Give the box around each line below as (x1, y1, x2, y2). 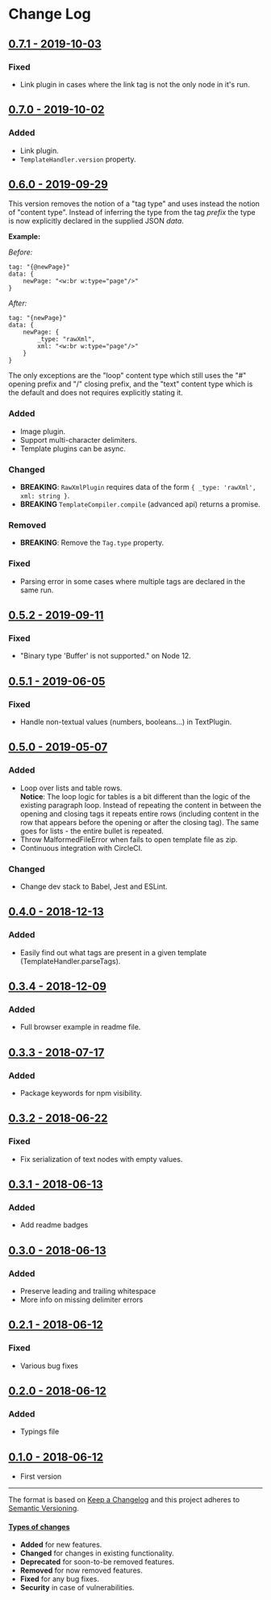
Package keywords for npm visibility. (19, 1088, 143, 1097)
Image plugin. (19, 426, 66, 436)
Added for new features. (19, 1540, 102, 1550)
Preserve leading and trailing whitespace (19, 1286, 156, 1296)
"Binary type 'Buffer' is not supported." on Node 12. (19, 651, 191, 661)
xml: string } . (19, 491, 70, 500)
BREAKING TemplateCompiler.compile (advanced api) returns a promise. (19, 499, 261, 509)
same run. (19, 585, 54, 595)
